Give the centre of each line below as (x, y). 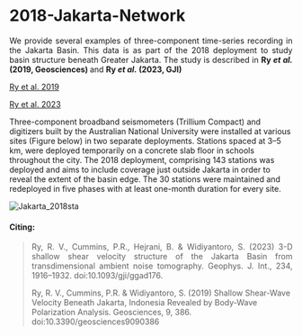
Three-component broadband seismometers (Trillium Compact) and (135, 122)
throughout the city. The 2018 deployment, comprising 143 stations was (142, 159)
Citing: (22, 227)
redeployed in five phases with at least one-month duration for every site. (145, 188)
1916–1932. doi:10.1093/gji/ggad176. (97, 276)
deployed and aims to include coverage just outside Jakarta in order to (140, 169)
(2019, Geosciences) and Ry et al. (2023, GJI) (96, 69)
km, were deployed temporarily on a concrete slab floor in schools (132, 150)
